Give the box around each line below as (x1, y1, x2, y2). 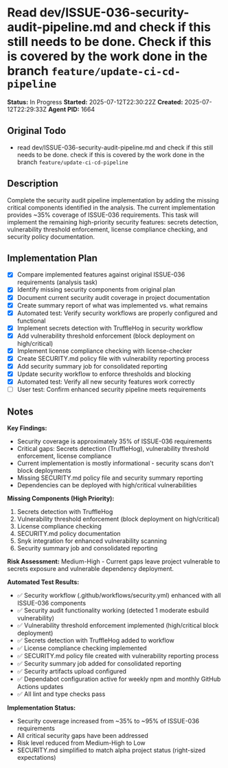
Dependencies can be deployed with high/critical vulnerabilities (16, 481, 197, 489)
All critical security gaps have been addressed (16, 732, 149, 739)
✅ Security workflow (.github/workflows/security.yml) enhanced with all (16, 592, 221, 599)
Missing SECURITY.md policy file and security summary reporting (16, 474, 203, 482)
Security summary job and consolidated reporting (16, 544, 158, 552)
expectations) (16, 754, 56, 761)
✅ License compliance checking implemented (16, 644, 148, 652)
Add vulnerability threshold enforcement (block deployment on (16, 331, 195, 340)
